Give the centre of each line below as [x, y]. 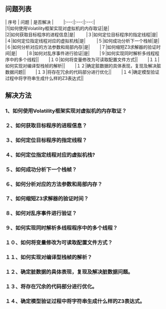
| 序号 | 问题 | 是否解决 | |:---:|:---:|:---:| [50, 22]
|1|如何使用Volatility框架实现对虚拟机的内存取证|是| [57, 28]
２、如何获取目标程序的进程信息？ [46, 125]
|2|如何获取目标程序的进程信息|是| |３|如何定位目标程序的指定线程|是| [81, 34]
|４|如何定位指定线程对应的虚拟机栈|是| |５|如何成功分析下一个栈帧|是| [82, 40]
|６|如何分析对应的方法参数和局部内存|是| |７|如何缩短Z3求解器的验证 [81, 47]
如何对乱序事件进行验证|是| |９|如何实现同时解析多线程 [95, 53]
